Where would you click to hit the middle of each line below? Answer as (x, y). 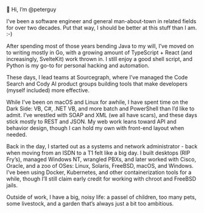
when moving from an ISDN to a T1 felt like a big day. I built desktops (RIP (98, 153)
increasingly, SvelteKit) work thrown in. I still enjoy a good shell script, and (100, 59)
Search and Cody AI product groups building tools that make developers (97, 84)
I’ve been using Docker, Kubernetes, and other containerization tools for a (99, 172)
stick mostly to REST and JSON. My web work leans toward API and (91, 121)
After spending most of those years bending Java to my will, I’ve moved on (100, 46)
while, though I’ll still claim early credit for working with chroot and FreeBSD (101, 179)
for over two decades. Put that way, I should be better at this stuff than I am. (102, 28)
